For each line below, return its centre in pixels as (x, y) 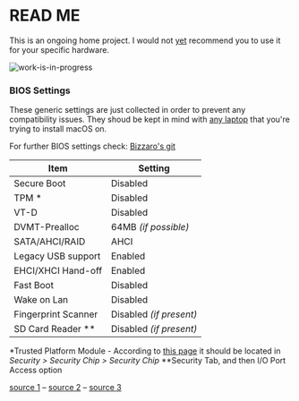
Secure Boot (40, 183)
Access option (36, 370)
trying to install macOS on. (58, 129)
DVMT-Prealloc (47, 227)
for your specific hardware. (60, 49)
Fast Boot (34, 286)
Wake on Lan (41, 300)
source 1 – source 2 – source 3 (66, 388)
